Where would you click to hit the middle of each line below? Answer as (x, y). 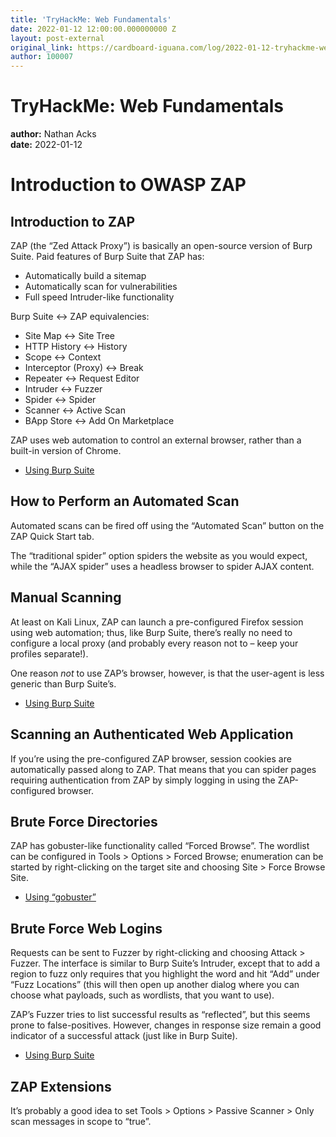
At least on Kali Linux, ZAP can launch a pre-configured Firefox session (157, 622)
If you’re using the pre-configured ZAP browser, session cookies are (151, 758)
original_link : (42, 47)
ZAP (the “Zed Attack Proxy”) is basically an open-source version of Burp (161, 246)
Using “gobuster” (60, 897)
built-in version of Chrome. (66, 451)
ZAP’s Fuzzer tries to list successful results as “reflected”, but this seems (160, 1015)
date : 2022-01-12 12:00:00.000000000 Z (93, 29)
